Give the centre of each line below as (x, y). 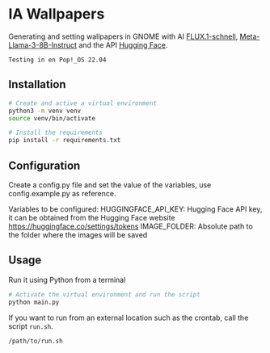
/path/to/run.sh (36, 341)
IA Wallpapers (57, 14)
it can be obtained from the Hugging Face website (92, 217)
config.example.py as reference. (62, 193)
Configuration (44, 165)
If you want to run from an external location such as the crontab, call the (129, 317)
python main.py (34, 302)
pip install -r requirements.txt (65, 141)
